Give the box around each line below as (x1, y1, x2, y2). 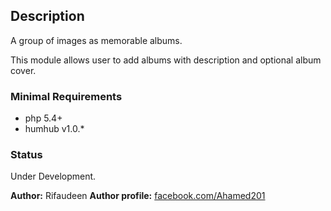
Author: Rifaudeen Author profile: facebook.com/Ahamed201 (10, 190, 266, 202)
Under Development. (10, 170, 97, 183)
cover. (10, 64, 37, 76)
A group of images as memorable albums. (10, 34, 183, 46)
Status (10, 148, 43, 162)
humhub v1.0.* (24, 123, 85, 135)
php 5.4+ (24, 112, 63, 124)
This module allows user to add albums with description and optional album (10, 54, 322, 66)
